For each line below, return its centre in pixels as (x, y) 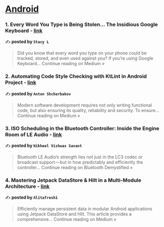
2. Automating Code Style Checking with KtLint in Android (76, 76)
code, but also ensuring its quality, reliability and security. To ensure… (88, 110)
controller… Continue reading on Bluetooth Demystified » (75, 168)
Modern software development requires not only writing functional (84, 105)
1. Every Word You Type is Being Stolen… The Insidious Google (82, 25)
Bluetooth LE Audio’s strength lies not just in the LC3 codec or (80, 157)
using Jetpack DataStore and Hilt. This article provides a (74, 214)
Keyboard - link (24, 31)
